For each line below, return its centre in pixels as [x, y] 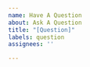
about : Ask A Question [45, 23]
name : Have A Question [45, 15]
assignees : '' [31, 44]
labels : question [36, 37]
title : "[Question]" [42, 30]
